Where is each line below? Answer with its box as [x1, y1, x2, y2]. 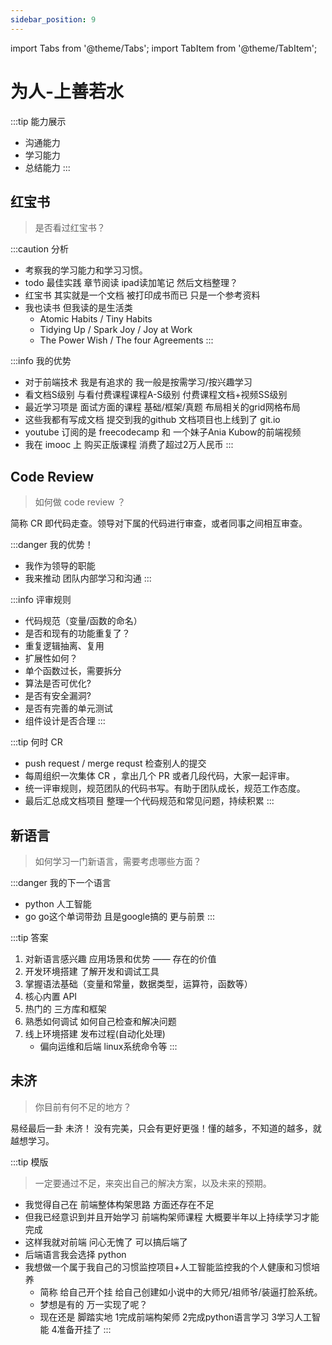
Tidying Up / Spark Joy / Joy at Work [39, 324, 193, 336]
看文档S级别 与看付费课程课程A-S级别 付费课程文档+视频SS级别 [24, 389, 288, 401]
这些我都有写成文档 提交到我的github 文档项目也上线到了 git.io [24, 414, 281, 426]
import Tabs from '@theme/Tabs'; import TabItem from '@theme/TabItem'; [10, 42, 318, 54]
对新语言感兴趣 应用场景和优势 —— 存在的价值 [24, 953, 217, 965]
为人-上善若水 [10, 80, 125, 103]
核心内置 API [24, 991, 78, 1002]
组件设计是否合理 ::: [24, 715, 106, 727]
